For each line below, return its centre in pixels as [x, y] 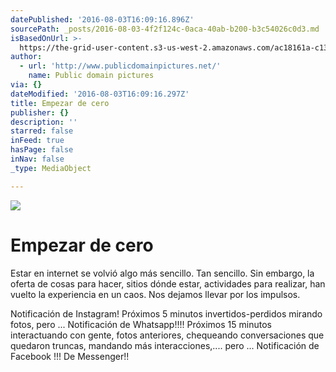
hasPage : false [42, 150]
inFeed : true [37, 141]
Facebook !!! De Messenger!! [70, 356]
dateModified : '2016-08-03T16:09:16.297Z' [100, 94]
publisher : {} [40, 112]
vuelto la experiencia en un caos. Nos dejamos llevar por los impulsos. [155, 294]
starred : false [42, 131]
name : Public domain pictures [91, 76]
